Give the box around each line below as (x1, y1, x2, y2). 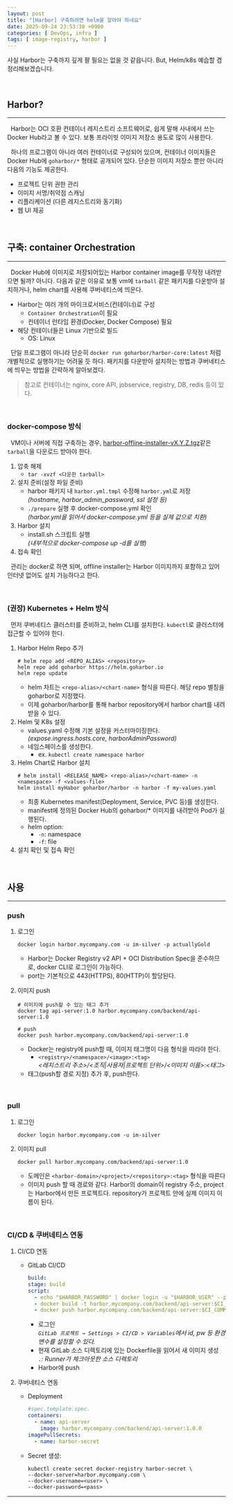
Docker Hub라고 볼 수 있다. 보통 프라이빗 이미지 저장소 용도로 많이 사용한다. (7, 133, 213, 141)
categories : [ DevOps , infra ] (7, 29, 98, 37)
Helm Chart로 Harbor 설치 (17, 758, 90, 767)
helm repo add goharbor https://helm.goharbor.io (17, 664, 164, 671)
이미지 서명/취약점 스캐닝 (17, 188, 85, 197)
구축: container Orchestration (7, 242, 136, 253)
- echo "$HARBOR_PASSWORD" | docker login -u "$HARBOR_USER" (33, 1294, 215, 1301)
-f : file (37, 837, 57, 846)
